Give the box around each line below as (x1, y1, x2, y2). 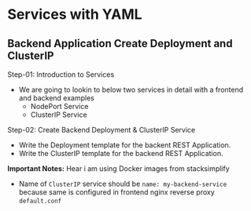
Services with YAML (7, 5, 142, 24)
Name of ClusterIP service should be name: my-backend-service (18, 179, 227, 188)
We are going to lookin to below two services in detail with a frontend (18, 85, 244, 94)
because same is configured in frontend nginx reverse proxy (18, 187, 216, 197)
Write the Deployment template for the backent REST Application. (18, 140, 231, 150)
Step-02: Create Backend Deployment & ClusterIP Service (7, 126, 196, 134)
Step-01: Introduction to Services (7, 70, 115, 79)
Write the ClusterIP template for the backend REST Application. (18, 149, 223, 158)
